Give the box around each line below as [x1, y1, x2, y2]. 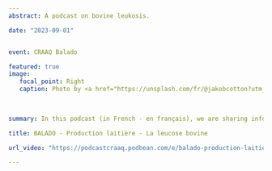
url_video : [8, 144, 45, 152]
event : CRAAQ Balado [8, 48, 79, 56]
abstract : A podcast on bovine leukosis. [8, 11, 151, 20]
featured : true [8, 62, 60, 71]
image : [8, 70, 31, 78]
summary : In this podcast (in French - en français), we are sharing [8, 115, 249, 123]
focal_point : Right [19, 77, 85, 85]
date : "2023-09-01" [8, 26, 74, 35]
